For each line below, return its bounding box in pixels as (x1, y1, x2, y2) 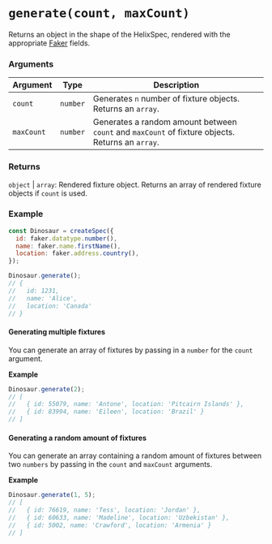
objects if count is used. (8, 188, 87, 198)
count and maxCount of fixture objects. (92, 127, 236, 138)
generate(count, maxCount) (8, 6, 190, 21)
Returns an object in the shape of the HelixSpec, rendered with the (8, 29, 231, 39)
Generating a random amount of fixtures (8, 433, 147, 443)
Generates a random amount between (92, 116, 237, 127)
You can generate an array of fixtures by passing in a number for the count (8, 345, 253, 355)
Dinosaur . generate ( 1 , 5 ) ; (8, 491, 96, 499)
